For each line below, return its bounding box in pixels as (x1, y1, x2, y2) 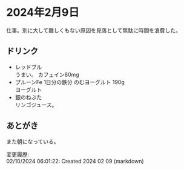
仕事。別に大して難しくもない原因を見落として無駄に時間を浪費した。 (6, 27, 182, 34)
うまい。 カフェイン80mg (15, 71, 80, 78)
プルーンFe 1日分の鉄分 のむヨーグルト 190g (15, 78, 125, 85)
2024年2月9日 (6, 5, 80, 19)
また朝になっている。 (6, 137, 59, 145)
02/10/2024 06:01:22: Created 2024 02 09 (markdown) (6, 157, 144, 165)
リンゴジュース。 (15, 101, 57, 108)
